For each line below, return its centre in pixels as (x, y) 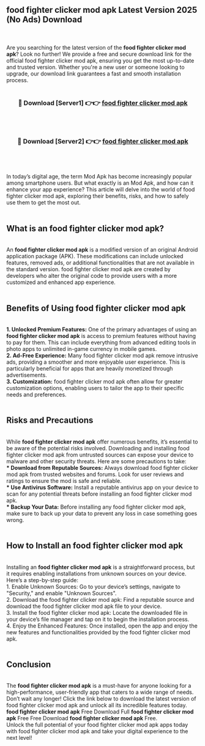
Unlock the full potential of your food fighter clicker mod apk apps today (97, 725)
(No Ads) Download (44, 20)
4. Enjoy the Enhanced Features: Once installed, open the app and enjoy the (102, 626)
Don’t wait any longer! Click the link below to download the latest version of (102, 699)
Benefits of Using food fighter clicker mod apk (96, 308)
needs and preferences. (36, 394)
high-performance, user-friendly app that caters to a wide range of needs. (100, 692)
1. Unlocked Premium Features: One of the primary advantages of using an (102, 329)
